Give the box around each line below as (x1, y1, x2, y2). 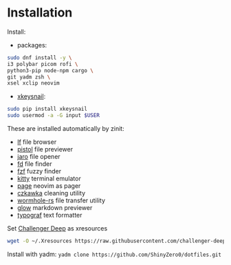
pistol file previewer (16, 145, 74, 153)
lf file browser (16, 138, 57, 146)
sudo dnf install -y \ (7, 54, 72, 61)
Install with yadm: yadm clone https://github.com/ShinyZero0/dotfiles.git (7, 250, 222, 258)
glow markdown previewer (16, 204, 93, 212)
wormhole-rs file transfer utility (16, 196, 105, 204)
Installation (7, 5, 73, 21)
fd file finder (16, 160, 52, 168)
